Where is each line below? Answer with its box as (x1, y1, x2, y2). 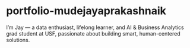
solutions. (6, 36, 30, 43)
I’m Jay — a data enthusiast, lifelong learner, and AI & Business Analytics (6, 24, 184, 31)
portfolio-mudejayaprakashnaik (6, 4, 166, 18)
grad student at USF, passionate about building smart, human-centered (6, 30, 181, 37)
